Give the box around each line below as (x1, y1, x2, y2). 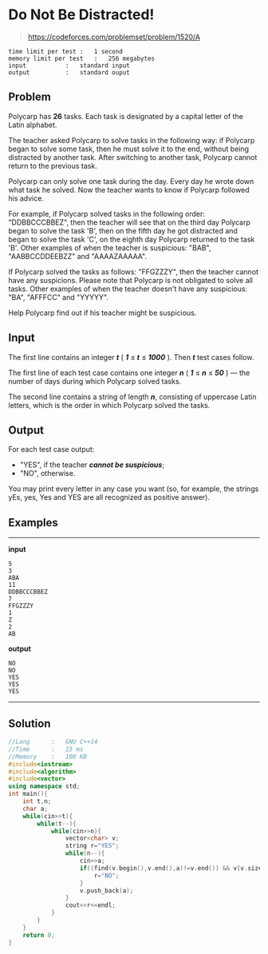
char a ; (22, 804, 48, 812)
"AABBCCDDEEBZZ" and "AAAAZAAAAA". (8, 251, 148, 261)
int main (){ (8, 790, 48, 798)
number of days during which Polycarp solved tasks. (8, 376, 182, 385)
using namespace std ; (8, 782, 81, 791)
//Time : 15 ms (8, 745, 84, 753)
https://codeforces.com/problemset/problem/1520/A (27, 32, 201, 42)
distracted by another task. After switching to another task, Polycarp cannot (8, 152, 258, 162)
